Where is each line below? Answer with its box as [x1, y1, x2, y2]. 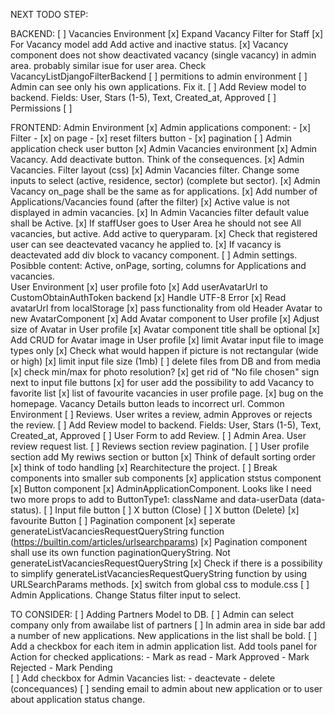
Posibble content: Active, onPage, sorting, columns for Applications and [10, 260, 307, 271]
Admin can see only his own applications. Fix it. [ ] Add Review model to [10, 81, 307, 93]
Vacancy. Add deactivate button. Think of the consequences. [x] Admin [10, 154, 305, 165]
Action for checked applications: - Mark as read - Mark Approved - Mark [10, 651, 310, 663]
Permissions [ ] [10, 102, 73, 114]
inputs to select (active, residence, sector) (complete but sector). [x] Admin [10, 175, 321, 186]
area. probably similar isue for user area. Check [10, 60, 207, 71]
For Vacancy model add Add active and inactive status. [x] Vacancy [10, 39, 289, 50]
